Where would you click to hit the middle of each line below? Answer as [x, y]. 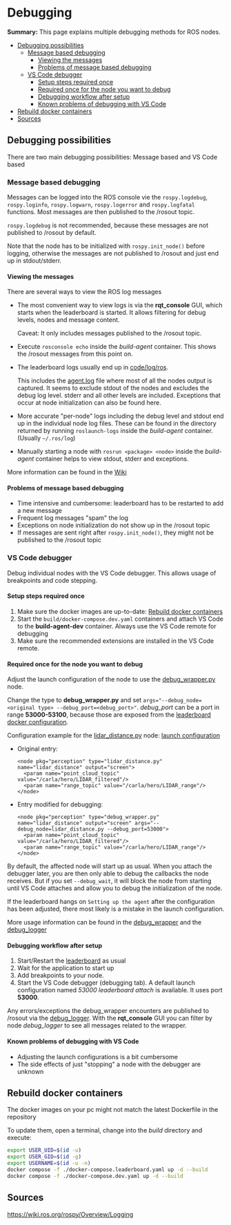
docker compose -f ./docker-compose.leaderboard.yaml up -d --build [108, 1170]
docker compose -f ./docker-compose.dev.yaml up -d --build [96, 1176]
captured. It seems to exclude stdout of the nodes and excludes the [113, 388]
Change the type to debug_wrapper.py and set [74, 700]
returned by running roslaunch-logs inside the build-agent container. [115, 431]
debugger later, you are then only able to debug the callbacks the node [108, 874]
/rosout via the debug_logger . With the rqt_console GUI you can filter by [110, 1018]
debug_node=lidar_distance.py [61, 829]
